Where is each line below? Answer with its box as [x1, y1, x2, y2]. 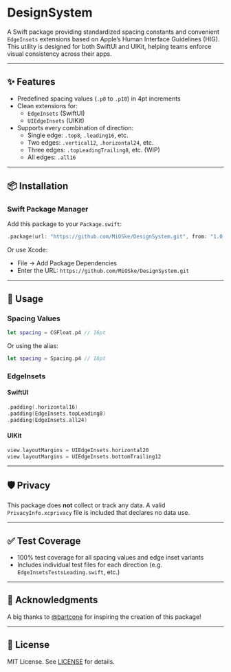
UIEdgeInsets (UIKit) [27, 116, 85, 125]
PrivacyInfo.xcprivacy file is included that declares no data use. [7, 509, 190, 517]
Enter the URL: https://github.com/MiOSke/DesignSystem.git [16, 267, 190, 275]
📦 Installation [7, 181, 69, 192]
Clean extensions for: [16, 101, 78, 110]
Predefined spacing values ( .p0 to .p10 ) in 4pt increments [16, 94, 181, 103]
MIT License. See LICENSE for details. [7, 657, 115, 666]
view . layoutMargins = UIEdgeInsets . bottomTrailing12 [7, 453, 162, 460]
